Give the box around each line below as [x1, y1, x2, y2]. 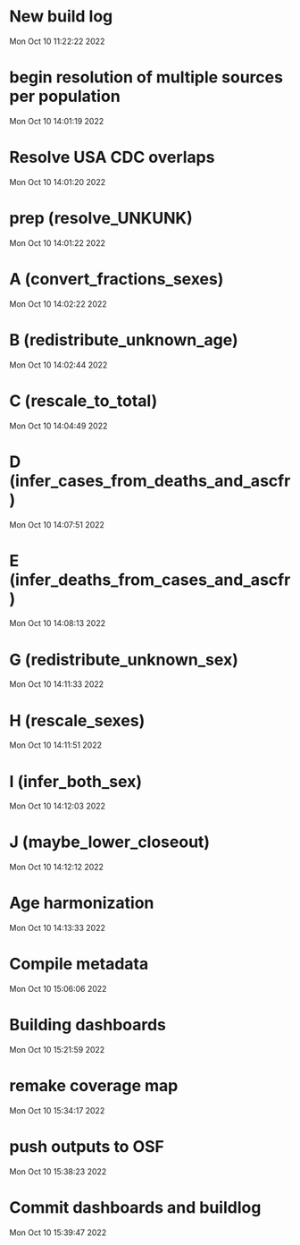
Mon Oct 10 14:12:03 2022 [9, 800, 105, 811]
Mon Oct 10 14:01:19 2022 [9, 115, 104, 126]
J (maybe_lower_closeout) [9, 832, 211, 852]
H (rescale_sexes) [9, 710, 146, 731]
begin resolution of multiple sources [9, 67, 284, 88]
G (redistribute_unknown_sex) [9, 649, 238, 670]
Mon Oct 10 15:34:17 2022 [9, 1105, 105, 1115]
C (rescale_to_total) [9, 391, 158, 411]
